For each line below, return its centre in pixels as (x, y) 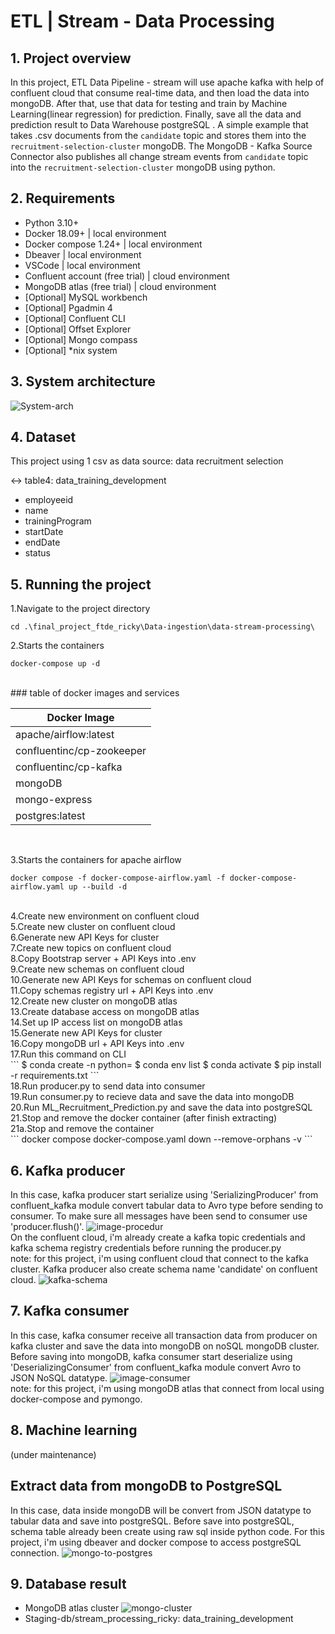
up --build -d (98, 887)
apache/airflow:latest (65, 735)
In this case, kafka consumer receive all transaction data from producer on (164, 1335)
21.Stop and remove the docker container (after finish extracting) (144, 1118)
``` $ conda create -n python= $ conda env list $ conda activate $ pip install (166, 1065)
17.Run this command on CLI (68, 1054)
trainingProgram (58, 521)
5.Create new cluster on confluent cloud (93, 927)
